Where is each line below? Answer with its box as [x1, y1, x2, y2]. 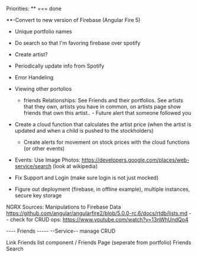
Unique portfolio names [14, 28, 72, 35]
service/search [14, 163, 52, 169]
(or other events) [23, 145, 65, 152]
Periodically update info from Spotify [14, 62, 105, 69]
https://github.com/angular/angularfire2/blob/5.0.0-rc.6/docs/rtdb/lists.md [6, 210, 188, 217]
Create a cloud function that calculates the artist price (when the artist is [14, 121, 192, 128]
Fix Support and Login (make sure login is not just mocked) [14, 174, 159, 181]
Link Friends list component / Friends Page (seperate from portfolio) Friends [6, 239, 192, 246]
